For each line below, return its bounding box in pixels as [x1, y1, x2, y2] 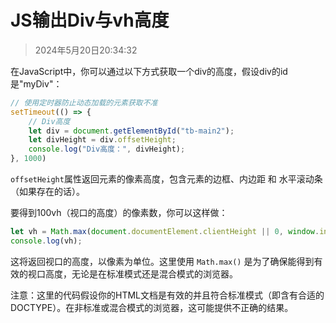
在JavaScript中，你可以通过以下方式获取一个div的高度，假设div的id [10, 65, 288, 77]
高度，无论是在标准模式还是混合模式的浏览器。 [44, 267, 238, 280]
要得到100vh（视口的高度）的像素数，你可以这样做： [10, 207, 228, 219]
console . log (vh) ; [10, 236, 83, 246]
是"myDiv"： [10, 77, 63, 90]
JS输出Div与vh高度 [10, 9, 170, 32]
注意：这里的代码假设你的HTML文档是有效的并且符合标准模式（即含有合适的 [10, 289, 325, 301]
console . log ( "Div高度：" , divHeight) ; [28, 144, 186, 155]
